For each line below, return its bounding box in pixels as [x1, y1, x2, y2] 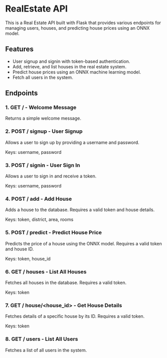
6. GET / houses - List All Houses [5, 268, 87, 275]
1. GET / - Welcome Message [5, 104, 77, 111]
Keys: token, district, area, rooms [5, 217, 74, 223]
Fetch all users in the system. [12, 74, 73, 80]
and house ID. [5, 246, 34, 252]
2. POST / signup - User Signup [5, 128, 83, 135]
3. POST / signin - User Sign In [5, 161, 80, 168]
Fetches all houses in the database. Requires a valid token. [5, 280, 127, 286]
